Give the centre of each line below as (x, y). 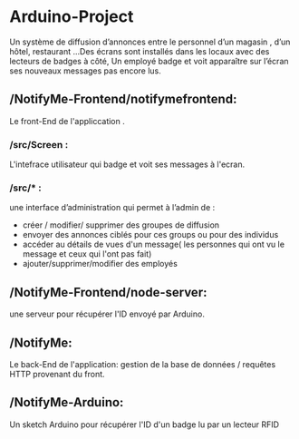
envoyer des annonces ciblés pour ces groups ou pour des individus (150, 235)
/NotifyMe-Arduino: (67, 402)
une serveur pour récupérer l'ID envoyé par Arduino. (107, 314)
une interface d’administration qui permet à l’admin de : (112, 208)
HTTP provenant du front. (58, 374)
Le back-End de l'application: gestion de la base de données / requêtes (143, 364)
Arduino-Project (72, 17)
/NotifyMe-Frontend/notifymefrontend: (123, 99)
